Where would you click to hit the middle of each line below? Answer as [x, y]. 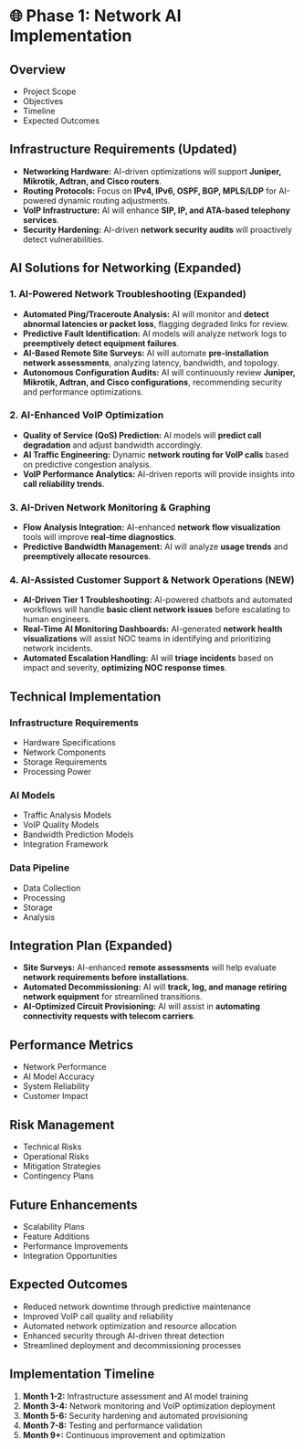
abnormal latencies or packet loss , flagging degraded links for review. [156, 323]
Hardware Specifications [69, 743]
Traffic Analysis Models [67, 815]
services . [41, 219]
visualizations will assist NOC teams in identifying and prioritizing [147, 639]
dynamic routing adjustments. [114, 200]
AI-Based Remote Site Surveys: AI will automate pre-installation [146, 353]
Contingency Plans [58, 1176]
